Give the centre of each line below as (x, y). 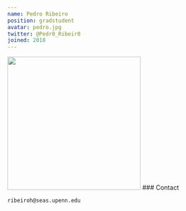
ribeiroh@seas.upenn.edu (44, 201)
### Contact (160, 188)
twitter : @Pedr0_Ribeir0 (44, 34)
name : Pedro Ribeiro (38, 14)
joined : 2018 (27, 40)
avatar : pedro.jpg (34, 27)
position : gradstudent (41, 21)
